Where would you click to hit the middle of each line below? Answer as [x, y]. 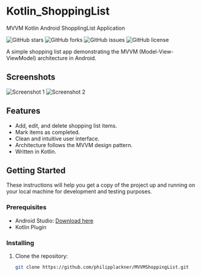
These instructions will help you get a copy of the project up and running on [101, 185]
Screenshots [31, 77]
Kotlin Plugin [31, 227]
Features [23, 111]
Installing [20, 243]
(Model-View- [156, 51]
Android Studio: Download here [54, 221]
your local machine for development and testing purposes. [79, 191]
